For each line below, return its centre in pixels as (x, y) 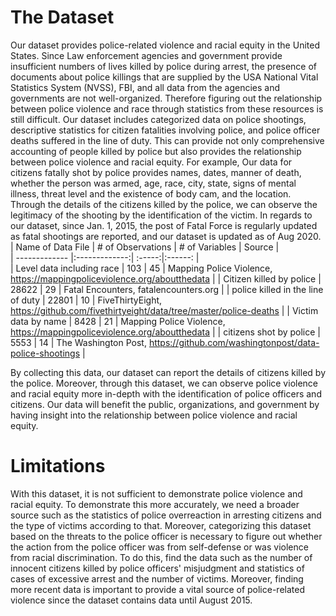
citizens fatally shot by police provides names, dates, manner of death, (156, 172)
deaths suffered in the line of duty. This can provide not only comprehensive (167, 140)
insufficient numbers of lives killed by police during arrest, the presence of (164, 66)
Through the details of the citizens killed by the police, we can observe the (164, 204)
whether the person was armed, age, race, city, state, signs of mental (153, 183)
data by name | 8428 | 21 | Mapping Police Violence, (118, 321)
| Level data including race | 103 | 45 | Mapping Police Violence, (141, 268)
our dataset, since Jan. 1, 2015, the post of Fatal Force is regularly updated (164, 225)
